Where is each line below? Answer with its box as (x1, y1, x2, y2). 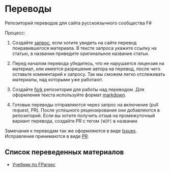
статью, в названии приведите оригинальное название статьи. (12, 50, 150, 56)
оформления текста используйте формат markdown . (12, 92, 127, 98)
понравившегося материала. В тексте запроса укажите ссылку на (12, 45, 157, 51)
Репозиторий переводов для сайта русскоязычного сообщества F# (5, 20, 152, 26)
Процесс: (5, 30, 25, 36)
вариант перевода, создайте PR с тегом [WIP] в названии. (12, 118, 138, 124)
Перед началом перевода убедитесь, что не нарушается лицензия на (12, 60, 164, 66)
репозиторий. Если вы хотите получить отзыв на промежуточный (12, 112, 155, 119)
